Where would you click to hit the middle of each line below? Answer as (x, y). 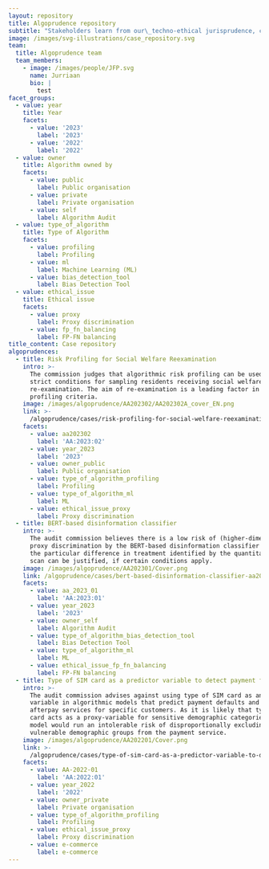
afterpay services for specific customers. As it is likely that (141, 710)
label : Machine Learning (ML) (87, 270)
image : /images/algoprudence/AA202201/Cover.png (105, 740)
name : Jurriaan (55, 75)
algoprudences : (34, 352)
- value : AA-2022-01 (64, 770)
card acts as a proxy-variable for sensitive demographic (128, 718)
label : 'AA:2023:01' (71, 598)
